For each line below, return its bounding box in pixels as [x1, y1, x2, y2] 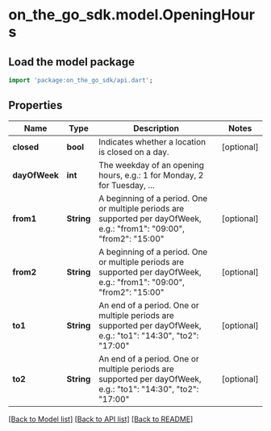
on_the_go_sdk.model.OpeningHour [8, 6, 256, 24]
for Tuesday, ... [98, 179, 155, 190]
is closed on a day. [98, 146, 169, 157]
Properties [8, 98, 63, 112]
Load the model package [8, 55, 135, 69]
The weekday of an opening [98, 159, 204, 170]
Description [132, 123, 180, 134]
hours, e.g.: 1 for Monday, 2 [98, 169, 204, 181]
